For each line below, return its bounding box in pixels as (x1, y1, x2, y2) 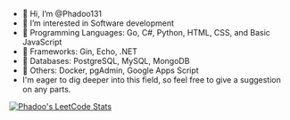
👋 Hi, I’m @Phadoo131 (21, 9, 103, 19)
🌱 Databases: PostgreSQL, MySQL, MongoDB (21, 56, 190, 66)
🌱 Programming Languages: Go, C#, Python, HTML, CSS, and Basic (21, 28, 270, 37)
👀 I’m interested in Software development (21, 18, 174, 28)
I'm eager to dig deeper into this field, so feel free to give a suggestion (21, 75, 281, 84)
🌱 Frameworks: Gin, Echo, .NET (21, 46, 138, 57)
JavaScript (21, 36, 62, 47)
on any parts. (21, 84, 71, 94)
